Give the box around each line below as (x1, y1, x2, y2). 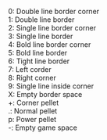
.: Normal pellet (8, 106, 58, 116)
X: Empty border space (8, 90, 83, 99)
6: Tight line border (8, 56, 70, 66)
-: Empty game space (8, 123, 78, 132)
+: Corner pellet (8, 98, 59, 107)
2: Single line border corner (8, 23, 96, 32)
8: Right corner (8, 74, 56, 82)
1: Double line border (8, 15, 75, 24)
